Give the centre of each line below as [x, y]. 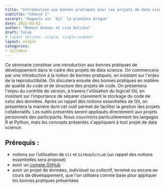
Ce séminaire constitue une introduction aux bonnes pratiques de [71, 65]
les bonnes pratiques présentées [45, 181]
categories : [17, 46]
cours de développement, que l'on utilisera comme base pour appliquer [84, 175]
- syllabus [16, 51]
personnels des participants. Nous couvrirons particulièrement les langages [82, 117]
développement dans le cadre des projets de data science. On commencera [82, 70]
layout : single [21, 42]
